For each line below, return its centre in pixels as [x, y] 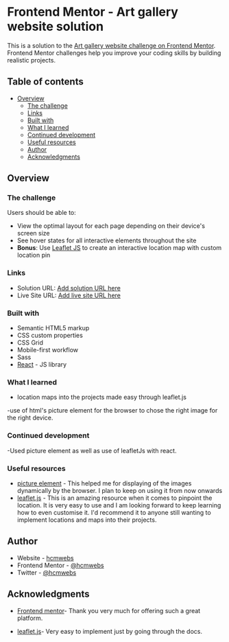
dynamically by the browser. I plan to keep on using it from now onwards [120, 490]
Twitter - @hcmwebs [47, 572]
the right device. [30, 418]
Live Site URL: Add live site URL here [69, 295]
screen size [33, 233]
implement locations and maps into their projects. [87, 520]
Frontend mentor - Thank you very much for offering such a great [109, 610]
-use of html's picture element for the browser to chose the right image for [112, 411]
